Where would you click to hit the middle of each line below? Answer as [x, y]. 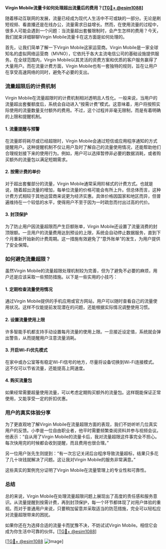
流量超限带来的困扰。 [31, 514]
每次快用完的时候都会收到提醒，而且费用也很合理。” [57, 443]
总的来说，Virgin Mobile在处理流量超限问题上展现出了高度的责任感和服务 [79, 496]
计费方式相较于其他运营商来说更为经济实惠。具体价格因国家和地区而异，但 [81, 196]
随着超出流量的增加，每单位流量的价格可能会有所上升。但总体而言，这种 [87, 190]
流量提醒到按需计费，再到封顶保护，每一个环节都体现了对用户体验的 [87, 502]
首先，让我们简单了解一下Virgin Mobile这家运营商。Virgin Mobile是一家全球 [82, 47]
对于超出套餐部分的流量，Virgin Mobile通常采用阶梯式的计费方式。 [73, 183]
